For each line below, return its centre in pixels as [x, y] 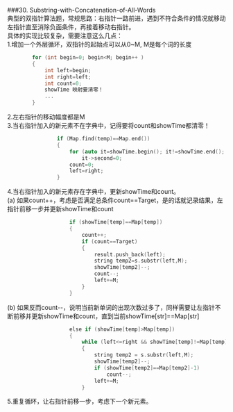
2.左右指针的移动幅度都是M [46, 117]
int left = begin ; [68, 70]
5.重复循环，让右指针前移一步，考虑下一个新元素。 [80, 402]
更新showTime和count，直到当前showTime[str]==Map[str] [115, 316]
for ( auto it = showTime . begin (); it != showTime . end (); [147, 151]
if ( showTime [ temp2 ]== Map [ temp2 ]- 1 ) [147, 368]
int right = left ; [68, 77]
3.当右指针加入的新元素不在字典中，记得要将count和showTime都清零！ [109, 125]
